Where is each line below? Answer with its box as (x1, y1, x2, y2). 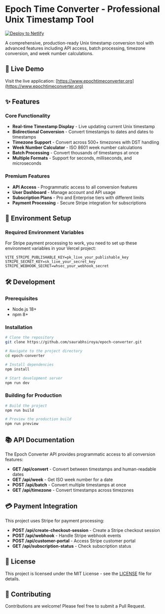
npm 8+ (12, 312, 29, 318)
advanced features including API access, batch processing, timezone (5, 45, 146, 51)
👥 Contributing (5, 590, 51, 599)
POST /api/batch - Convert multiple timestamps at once (12, 482, 127, 488)
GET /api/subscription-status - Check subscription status (12, 543, 132, 549)
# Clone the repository (5, 335, 54, 340)
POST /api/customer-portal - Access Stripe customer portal (12, 538, 136, 544)
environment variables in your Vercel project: (5, 245, 97, 251)
